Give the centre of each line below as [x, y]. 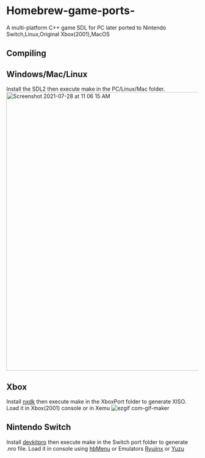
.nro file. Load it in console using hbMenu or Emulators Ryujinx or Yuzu [95, 448]
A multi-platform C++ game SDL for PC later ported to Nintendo [86, 28]
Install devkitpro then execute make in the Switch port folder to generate [97, 442]
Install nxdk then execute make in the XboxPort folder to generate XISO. [96, 401]
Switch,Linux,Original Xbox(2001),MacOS [58, 34]
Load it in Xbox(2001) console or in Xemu [58, 408]
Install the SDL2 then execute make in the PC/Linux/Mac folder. [86, 89]
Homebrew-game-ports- [71, 11]
